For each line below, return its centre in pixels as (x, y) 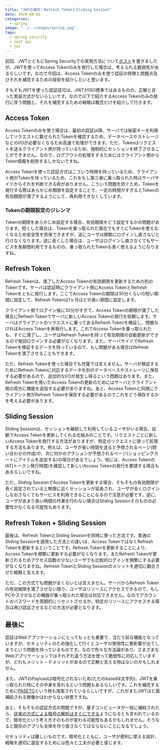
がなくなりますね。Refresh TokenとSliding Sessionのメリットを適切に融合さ (82, 566)
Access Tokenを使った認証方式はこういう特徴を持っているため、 (71, 172)
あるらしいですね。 (25, 472)
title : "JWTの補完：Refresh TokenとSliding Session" (58, 10)
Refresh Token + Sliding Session (56, 523)
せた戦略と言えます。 (27, 573)
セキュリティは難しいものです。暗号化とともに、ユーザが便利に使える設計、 (82, 736)
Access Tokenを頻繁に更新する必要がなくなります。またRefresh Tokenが (79, 554)
